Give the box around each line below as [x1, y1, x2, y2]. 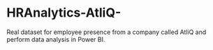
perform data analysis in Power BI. [6, 35, 105, 43]
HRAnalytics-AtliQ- [6, 5, 122, 21]
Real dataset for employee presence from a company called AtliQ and [6, 28, 207, 36]
